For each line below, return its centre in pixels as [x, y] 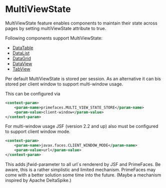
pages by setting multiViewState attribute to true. [56, 28]
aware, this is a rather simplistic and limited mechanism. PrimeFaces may [80, 169]
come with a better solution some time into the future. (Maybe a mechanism [83, 175]
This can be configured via [33, 93]
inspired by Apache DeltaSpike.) [38, 180]
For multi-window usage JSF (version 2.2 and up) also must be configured [82, 126]
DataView [22, 63]
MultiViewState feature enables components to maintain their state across [81, 23]
